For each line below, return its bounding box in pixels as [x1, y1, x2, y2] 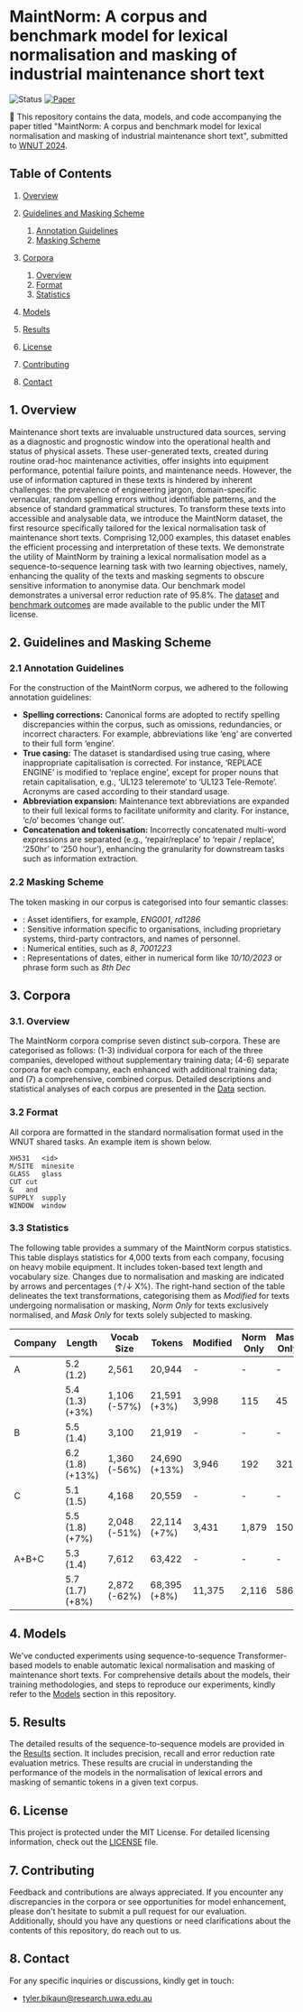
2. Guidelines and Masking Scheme [9, 635, 212, 650]
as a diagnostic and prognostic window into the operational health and [9, 436, 271, 447]
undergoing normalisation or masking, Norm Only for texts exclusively [9, 1300, 269, 1311]
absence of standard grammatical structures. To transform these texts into [9, 503, 286, 514]
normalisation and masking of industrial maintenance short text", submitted [9, 130, 289, 141]
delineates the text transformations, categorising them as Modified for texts [9, 1290, 290, 1301]
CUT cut [9, 1177, 39, 1186]
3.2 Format [9, 1106, 59, 1118]
